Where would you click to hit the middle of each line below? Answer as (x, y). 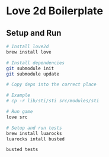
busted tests (22, 150)
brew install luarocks (34, 133)
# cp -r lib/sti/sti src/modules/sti (53, 101)
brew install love (29, 52)
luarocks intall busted (36, 139)
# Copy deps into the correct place (51, 84)
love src (17, 117)
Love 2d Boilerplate (55, 11)
